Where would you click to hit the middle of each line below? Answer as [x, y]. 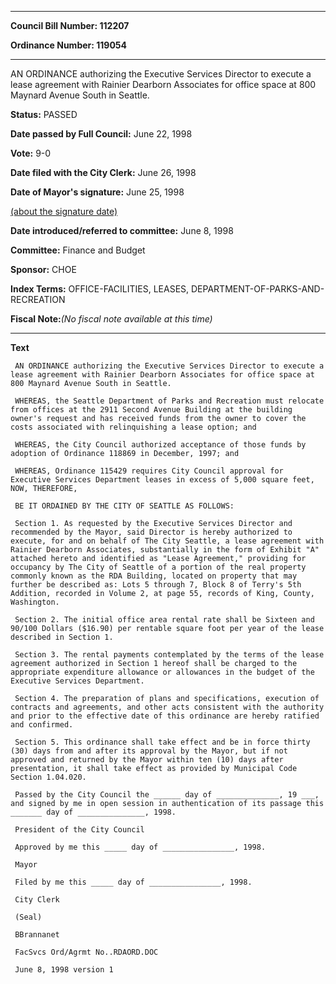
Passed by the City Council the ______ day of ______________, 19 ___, [167, 795]
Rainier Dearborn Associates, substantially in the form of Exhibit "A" [165, 550]
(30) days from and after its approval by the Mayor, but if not [149, 751]
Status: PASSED [44, 114]
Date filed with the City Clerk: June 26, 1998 [103, 172]
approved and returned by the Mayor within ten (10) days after [147, 760]
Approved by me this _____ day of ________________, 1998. [140, 847]
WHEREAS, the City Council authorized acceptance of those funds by [160, 445]
